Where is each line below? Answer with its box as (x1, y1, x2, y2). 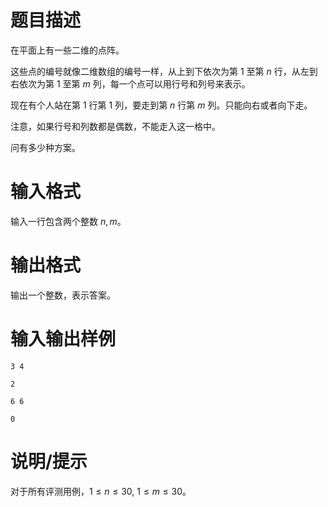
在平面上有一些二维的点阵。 (10, 44, 125, 56)
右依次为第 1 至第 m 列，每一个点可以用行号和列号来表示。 (10, 77, 251, 90)
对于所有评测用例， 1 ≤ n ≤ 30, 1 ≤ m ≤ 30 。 (10, 485, 192, 497)
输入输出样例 (10, 328, 117, 350)
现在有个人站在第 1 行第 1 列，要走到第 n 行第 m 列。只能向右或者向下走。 (10, 99, 313, 111)
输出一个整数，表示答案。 (10, 289, 116, 301)
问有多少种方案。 (10, 141, 81, 153)
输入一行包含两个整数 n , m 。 (10, 215, 127, 227)
